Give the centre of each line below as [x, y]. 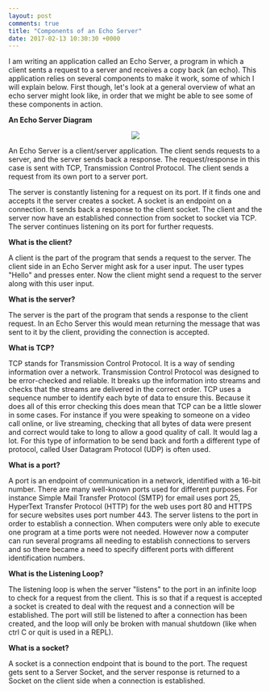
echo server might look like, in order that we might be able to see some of [131, 96]
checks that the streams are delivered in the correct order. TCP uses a [125, 390]
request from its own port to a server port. [78, 177]
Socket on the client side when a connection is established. [107, 681]
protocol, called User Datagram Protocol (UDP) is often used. [110, 449]
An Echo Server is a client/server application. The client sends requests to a [134, 151]
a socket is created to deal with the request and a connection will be [122, 606]
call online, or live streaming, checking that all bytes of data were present [130, 424]
